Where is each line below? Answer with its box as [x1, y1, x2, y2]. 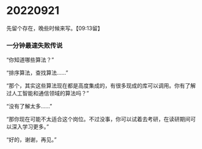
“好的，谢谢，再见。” [6, 136, 57, 144]
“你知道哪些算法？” [6, 56, 54, 64]
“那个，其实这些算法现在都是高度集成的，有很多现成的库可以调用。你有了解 [6, 82, 197, 89]
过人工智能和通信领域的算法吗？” [6, 89, 90, 97]
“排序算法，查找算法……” [6, 69, 68, 77]
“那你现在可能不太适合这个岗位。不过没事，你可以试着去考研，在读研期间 [6, 116, 191, 123]
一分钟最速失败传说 [6, 41, 63, 49]
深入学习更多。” [11, 123, 49, 131]
